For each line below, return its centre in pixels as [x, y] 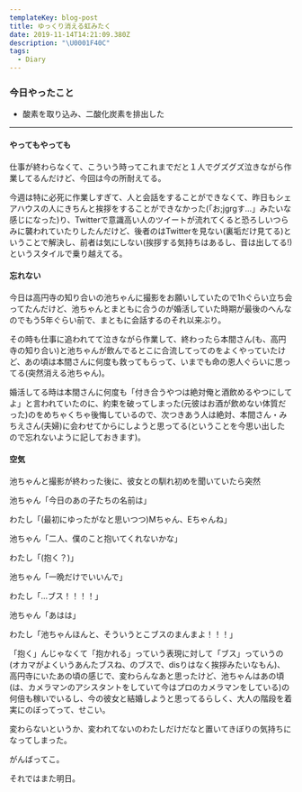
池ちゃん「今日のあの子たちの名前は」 [80, 500]
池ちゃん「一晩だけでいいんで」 [68, 577]
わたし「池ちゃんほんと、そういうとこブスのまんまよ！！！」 [124, 634]
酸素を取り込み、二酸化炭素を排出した [93, 114]
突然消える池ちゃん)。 [69, 373]
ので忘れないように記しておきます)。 [77, 437]
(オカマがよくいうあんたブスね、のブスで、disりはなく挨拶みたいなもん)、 [147, 664]
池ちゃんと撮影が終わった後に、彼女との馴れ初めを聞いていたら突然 [135, 481]
